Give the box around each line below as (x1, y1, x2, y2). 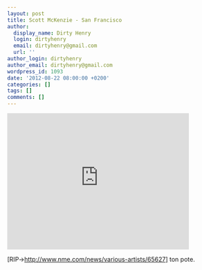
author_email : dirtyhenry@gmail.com (7, 62, 113, 69)
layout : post (7, 10, 45, 17)
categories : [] (7, 81, 51, 88)
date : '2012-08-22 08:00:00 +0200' (7, 74, 110, 82)
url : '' (13, 49, 36, 56)
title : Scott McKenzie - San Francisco (7, 17, 122, 24)
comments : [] (7, 94, 45, 101)
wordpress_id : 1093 (7, 68, 64, 75)
